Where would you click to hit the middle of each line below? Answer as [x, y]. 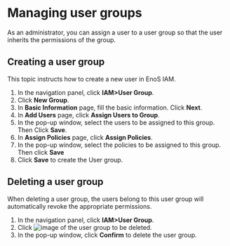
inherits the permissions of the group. [62, 39]
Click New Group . [43, 100]
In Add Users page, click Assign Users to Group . [88, 115]
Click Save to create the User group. [70, 160]
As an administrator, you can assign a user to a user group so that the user [115, 32]
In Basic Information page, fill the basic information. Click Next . [110, 108]
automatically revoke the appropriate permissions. [80, 206]
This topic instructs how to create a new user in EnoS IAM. [92, 79]
